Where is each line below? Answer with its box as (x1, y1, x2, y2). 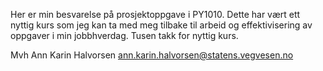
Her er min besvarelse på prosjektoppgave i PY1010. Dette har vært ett (10, 9, 301, 20)
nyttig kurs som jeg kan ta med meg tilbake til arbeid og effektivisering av (10, 19, 313, 31)
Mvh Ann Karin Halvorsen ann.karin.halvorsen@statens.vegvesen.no (10, 49, 294, 61)
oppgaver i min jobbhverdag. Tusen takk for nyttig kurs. (10, 30, 239, 41)
